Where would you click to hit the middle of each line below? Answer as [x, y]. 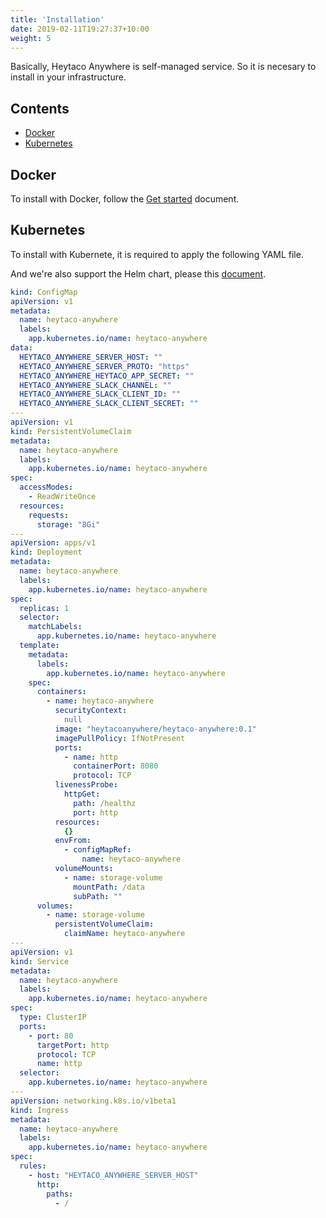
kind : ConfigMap [44, 292]
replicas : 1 [44, 608]
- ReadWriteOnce [62, 497]
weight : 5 [31, 38]
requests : [49, 515]
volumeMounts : [84, 869]
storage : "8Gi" [68, 524]
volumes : [55, 906]
